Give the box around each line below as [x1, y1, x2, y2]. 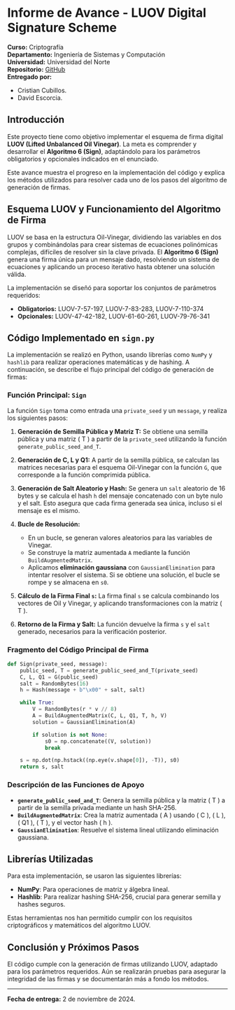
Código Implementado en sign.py [7, 332, 155, 344]
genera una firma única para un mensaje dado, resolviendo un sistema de [7, 255, 220, 264]
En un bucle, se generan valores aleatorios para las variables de [27, 533, 213, 542]
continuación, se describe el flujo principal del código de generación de [7, 366, 215, 374]
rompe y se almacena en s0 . [27, 578, 109, 586]
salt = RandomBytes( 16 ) [20, 680, 90, 687]
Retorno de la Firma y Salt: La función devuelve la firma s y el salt [17, 620, 211, 628]
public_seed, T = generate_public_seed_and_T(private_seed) [20, 667, 199, 674]
